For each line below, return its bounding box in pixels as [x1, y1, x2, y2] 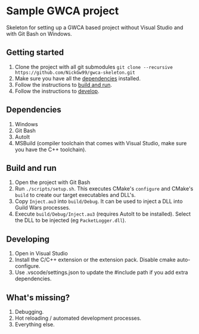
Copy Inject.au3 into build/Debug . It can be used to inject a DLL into [14, 198, 183, 205]
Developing [6, 234, 49, 244]
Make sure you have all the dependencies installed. [14, 74, 141, 82]
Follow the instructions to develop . [14, 88, 99, 95]
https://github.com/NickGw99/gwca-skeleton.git [14, 70, 135, 76]
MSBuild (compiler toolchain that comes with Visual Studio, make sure [14, 139, 187, 146]
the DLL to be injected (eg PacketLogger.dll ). [14, 217, 126, 224]
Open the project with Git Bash [14, 179, 91, 186]
